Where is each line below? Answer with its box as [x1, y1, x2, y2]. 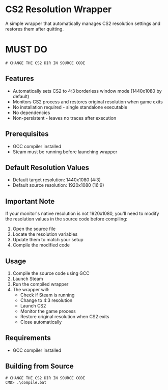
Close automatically [20, 319, 62, 325]
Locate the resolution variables [12, 231, 78, 237]
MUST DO [5, 44, 47, 55]
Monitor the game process [20, 308, 76, 314]
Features [5, 74, 34, 83]
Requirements [5, 333, 51, 342]
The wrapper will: [12, 286, 49, 292]
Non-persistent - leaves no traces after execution [12, 115, 117, 121]
